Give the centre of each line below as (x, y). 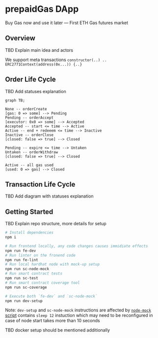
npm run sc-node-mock (27, 269)
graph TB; (15, 100)
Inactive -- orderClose (29, 135)
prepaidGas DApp (42, 9)
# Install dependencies (29, 233)
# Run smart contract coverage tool (42, 283)
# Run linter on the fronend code (40, 255)
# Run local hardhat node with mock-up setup (52, 265)
